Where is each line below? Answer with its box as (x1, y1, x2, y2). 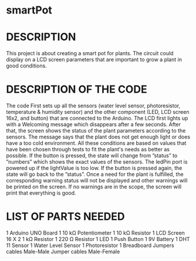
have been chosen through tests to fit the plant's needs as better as (6, 146, 170, 153)
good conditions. (6, 62, 47, 69)
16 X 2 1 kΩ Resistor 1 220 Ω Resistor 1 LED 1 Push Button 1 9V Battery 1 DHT (6, 236, 190, 242)
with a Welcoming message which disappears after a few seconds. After (6, 121, 181, 128)
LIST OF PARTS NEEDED (6, 210, 125, 223)
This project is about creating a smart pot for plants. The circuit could (6, 50, 174, 57)
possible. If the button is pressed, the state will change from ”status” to (6, 152, 178, 159)
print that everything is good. (6, 189, 76, 196)
